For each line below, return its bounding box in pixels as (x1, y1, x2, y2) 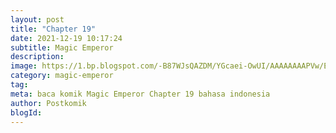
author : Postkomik (10, 98, 87, 108)
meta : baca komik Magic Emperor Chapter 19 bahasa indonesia (10, 89, 271, 99)
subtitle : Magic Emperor (10, 42, 114, 53)
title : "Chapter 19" (10, 24, 97, 34)
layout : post (10, 14, 65, 25)
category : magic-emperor (10, 71, 114, 81)
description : (10, 52, 65, 62)
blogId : (10, 107, 43, 118)
